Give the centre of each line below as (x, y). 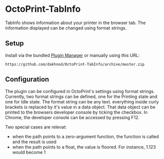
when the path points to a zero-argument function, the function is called (85, 136)
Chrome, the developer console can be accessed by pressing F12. (72, 117)
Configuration (27, 79)
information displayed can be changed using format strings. (66, 28)
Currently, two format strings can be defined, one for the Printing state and (81, 96)
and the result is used (34, 142)
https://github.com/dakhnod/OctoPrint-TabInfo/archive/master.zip (75, 64)
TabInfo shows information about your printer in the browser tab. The (75, 23)
